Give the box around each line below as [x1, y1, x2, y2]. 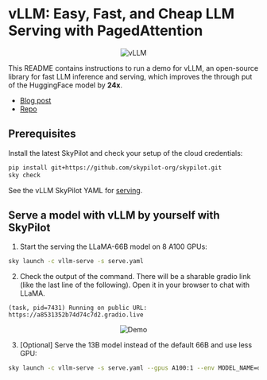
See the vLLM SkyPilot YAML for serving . [8, 185, 143, 195]
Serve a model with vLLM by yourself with [8, 208, 220, 222]
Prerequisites [8, 127, 76, 141]
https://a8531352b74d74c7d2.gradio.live [8, 311, 145, 319]
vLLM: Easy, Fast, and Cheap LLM [8, 5, 235, 23]
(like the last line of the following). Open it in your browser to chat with [19, 280, 250, 290]
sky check [8, 171, 41, 179]
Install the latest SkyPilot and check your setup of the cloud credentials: [8, 148, 243, 157]
